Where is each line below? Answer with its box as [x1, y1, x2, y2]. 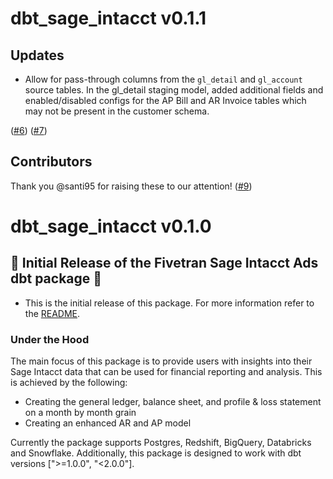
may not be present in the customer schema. [24, 105, 210, 117]
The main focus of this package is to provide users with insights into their [10, 355, 313, 367]
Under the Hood [10, 332, 90, 346]
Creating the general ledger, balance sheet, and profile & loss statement [24, 396, 322, 408]
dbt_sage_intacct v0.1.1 [10, 7, 207, 30]
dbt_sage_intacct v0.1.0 [10, 215, 212, 237]
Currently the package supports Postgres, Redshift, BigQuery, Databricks [10, 437, 312, 449]
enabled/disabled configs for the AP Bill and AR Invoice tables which [24, 95, 307, 106]
